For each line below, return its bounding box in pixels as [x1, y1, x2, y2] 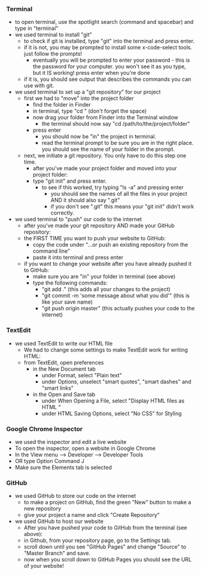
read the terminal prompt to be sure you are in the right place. [41, 140, 194, 147]
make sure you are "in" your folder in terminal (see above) [32, 273, 176, 280]
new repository [23, 505, 62, 512]
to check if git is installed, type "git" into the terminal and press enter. [23, 38, 195, 45]
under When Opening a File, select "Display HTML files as [41, 397, 185, 404]
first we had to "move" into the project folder [23, 95, 135, 102]
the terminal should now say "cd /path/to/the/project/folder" [41, 120, 190, 128]
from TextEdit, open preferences [23, 359, 104, 366]
